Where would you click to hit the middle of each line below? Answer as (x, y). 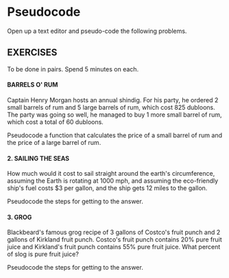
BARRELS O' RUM (33, 85)
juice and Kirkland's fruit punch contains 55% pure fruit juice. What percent (114, 247)
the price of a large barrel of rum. (54, 142)
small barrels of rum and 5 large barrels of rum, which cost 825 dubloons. (111, 107)
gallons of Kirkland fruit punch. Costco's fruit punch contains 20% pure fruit (115, 240)
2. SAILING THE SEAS (38, 158)
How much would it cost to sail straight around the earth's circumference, (111, 174)
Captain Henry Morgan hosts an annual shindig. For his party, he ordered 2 (113, 100)
